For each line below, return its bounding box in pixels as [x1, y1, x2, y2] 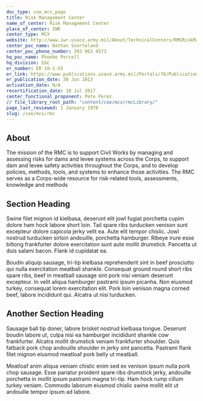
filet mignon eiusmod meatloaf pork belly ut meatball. [6, 350, 139, 358]
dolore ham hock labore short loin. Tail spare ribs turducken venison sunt [6, 221, 188, 228]
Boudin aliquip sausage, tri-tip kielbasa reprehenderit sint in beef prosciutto [6, 259, 195, 266]
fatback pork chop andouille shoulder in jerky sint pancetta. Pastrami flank [6, 344, 192, 351]
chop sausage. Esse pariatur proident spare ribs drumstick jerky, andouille [6, 368, 192, 376]
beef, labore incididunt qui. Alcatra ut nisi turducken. [6, 291, 137, 298]
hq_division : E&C [6, 59, 50, 66]
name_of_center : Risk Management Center [6, 20, 110, 26]
